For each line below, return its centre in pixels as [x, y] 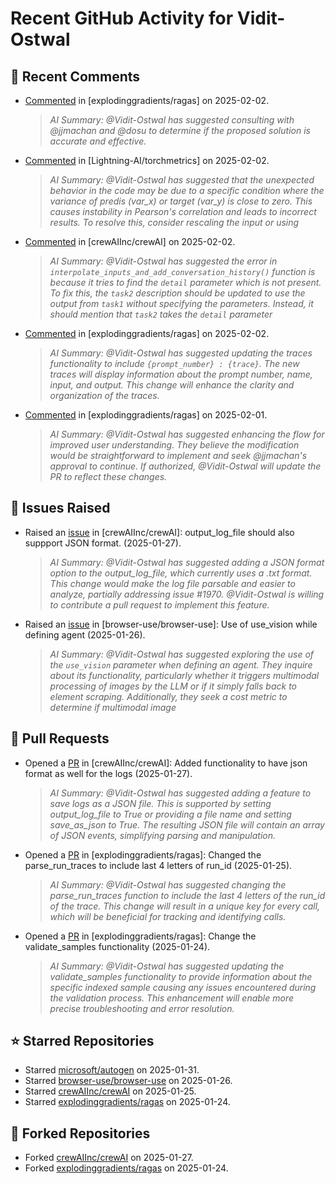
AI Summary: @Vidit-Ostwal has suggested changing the [168, 884]
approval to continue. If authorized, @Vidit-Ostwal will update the [185, 466]
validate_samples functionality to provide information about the [181, 976]
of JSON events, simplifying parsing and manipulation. [163, 835]
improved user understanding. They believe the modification [174, 445]
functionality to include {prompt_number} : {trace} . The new [174, 363]
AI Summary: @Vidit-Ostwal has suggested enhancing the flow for [187, 434]
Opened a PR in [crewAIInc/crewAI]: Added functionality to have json [166, 763]
